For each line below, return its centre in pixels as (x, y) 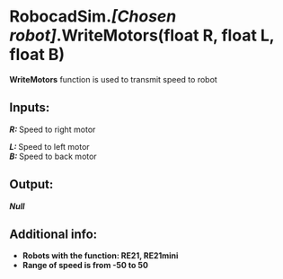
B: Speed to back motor (53, 156)
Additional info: (53, 234)
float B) (37, 55)
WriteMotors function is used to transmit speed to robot (113, 79)
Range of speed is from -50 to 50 (85, 266)
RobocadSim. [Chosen (93, 17)
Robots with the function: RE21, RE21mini (100, 256)
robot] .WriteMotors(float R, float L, (142, 35)
